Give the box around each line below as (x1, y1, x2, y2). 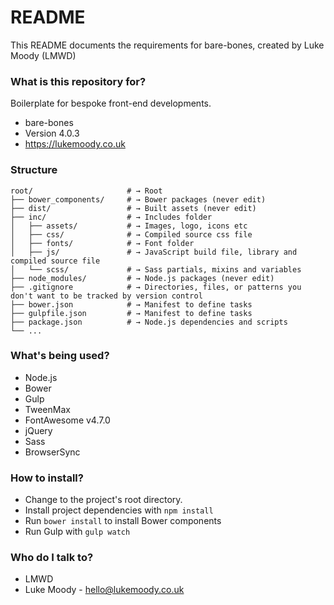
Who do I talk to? (10, 551, 94, 565)
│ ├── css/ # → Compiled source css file (10, 229, 253, 240)
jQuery (24, 424, 53, 436)
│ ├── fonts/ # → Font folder (10, 238, 195, 248)
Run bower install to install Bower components (24, 515, 222, 527)
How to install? (10, 471, 84, 485)
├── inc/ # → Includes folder (10, 212, 213, 222)
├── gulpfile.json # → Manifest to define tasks (10, 308, 253, 318)
